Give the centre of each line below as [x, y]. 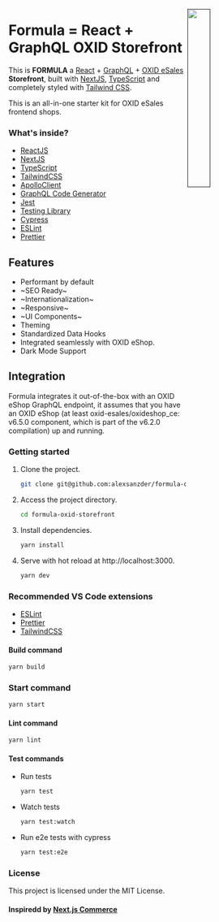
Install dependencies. [56, 530]
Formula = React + [71, 30]
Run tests [36, 777]
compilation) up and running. [57, 431]
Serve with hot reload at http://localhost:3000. [97, 561]
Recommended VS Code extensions [81, 596]
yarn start [27, 705]
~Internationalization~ [57, 299]
